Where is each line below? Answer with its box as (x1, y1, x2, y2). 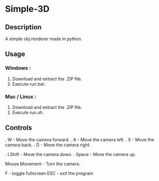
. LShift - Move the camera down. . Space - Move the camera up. (5, 151, 136, 157)
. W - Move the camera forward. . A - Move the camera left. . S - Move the (5, 136, 154, 142)
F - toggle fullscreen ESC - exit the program (5, 170, 93, 176)
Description (5, 23, 42, 31)
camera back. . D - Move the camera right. (5, 142, 91, 148)
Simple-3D (5, 3, 50, 15)
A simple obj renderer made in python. (5, 36, 82, 42)
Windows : (5, 65, 31, 71)
